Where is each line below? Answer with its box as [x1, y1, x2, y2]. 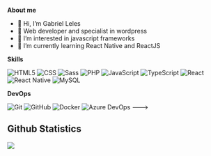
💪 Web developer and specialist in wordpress [17, 27, 148, 35]
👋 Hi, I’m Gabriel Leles [17, 19, 81, 27]
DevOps [7, 90, 31, 97]
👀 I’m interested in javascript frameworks [17, 34, 135, 42]
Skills [7, 55, 24, 63]
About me [7, 6, 37, 14]
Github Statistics [7, 123, 81, 135]
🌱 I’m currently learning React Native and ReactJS [17, 42, 161, 49]
